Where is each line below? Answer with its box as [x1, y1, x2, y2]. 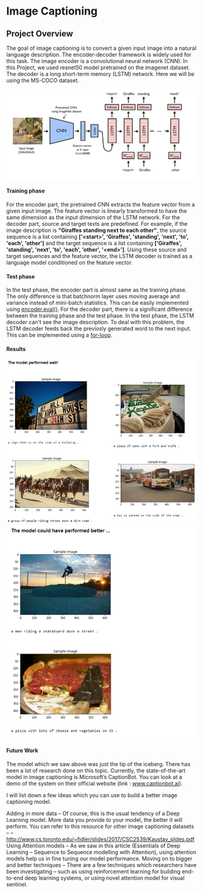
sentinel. [6, 880, 28, 888]
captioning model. [6, 798, 52, 805]
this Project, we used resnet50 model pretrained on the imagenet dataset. [6, 64, 190, 71]
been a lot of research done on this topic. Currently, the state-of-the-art [6, 767, 186, 774]
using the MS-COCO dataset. [6, 77, 79, 84]
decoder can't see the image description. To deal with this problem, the [6, 319, 185, 326]
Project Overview [6, 29, 73, 39]
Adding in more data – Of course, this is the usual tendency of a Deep [6, 809, 180, 817]
